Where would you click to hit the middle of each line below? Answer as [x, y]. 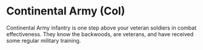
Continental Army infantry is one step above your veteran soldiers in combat [101, 28]
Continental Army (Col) [66, 11]
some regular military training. [44, 40]
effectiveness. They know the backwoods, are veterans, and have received [100, 34]
